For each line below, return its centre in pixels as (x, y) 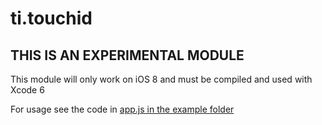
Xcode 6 (27, 90)
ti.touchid (51, 18)
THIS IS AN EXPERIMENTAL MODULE (127, 55)
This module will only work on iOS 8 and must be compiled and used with (161, 79)
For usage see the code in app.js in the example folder (122, 109)
